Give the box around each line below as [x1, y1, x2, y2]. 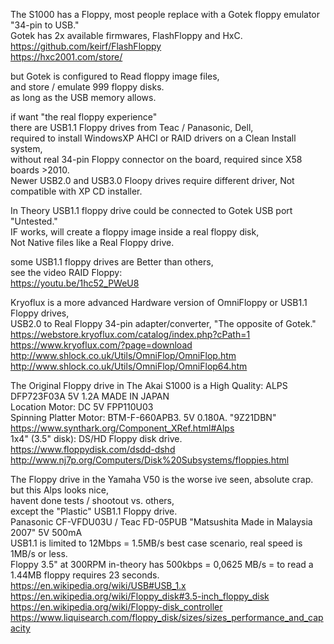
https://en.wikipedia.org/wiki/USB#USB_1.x [10, 580, 187, 591]
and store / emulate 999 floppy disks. [10, 81, 165, 93]
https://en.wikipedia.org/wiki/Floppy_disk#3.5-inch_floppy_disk [10, 590, 270, 602]
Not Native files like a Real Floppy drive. [10, 237, 175, 248]
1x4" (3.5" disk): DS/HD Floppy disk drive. [10, 433, 183, 444]
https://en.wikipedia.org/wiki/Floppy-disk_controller [10, 601, 223, 613]
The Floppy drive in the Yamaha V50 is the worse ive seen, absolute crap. [10, 474, 314, 485]
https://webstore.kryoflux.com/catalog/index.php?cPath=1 [10, 329, 251, 340]
